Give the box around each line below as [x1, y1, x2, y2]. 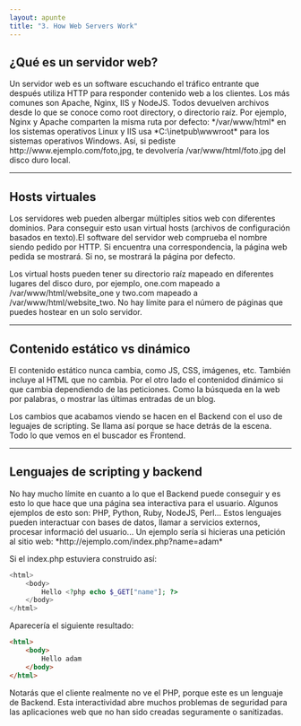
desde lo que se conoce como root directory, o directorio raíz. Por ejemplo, [9, 107, 287, 118]
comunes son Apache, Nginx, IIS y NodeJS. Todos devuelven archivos [9, 98, 270, 109]
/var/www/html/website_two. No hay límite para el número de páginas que [9, 297, 284, 308]
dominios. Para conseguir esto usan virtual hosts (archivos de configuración [9, 223, 291, 233]
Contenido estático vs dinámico [9, 341, 191, 356]
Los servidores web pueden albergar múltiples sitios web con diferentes [9, 213, 276, 224]
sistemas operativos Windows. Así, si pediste [9, 136, 176, 146]
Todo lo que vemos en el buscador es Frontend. [9, 430, 186, 441]
